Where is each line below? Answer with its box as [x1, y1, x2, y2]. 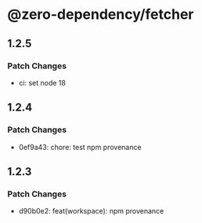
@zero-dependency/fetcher [7, 5, 194, 24]
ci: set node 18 [18, 78, 66, 87]
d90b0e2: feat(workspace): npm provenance [18, 207, 164, 216]
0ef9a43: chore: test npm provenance [18, 142, 142, 152]
